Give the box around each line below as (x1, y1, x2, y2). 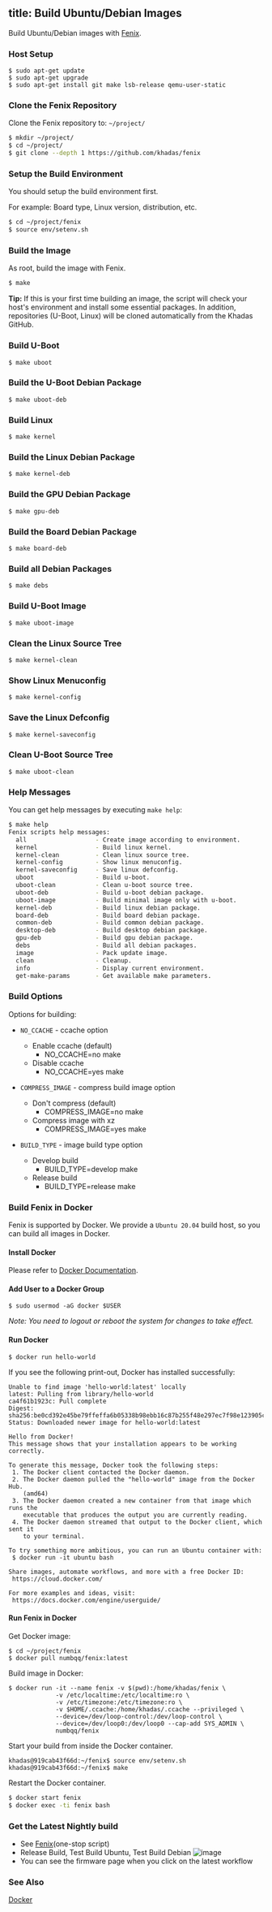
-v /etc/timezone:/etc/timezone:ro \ (55, 1698, 183, 1707)
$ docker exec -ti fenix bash (8, 1801, 111, 1810)
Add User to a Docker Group (8, 1283, 104, 1294)
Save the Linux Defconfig (8, 712, 110, 724)
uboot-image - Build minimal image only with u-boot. (15, 896, 237, 904)
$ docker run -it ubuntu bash (11, 1553, 114, 1562)
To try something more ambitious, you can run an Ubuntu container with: (8, 1546, 263, 1555)
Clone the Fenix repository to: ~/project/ (8, 118, 146, 128)
